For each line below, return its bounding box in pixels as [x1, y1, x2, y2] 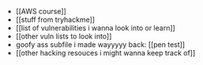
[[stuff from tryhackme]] [15, 15, 96, 24]
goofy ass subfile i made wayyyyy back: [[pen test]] [15, 40, 186, 49]
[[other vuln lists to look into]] [15, 31, 112, 41]
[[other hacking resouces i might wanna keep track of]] [15, 49, 196, 57]
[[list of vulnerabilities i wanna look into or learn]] [15, 23, 175, 32]
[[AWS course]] [15, 7, 67, 16]
